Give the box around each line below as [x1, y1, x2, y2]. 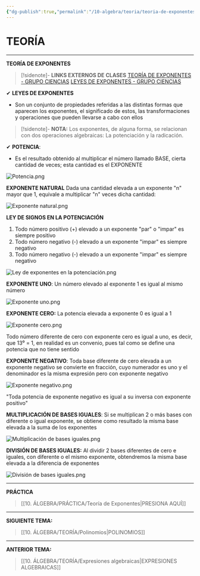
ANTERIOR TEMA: [6, 546, 52, 553]
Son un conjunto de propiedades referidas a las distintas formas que [14, 101, 183, 108]
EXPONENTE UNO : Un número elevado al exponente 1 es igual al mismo [6, 280, 183, 287]
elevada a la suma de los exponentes [6, 424, 97, 431]
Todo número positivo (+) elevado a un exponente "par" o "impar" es [14, 225, 185, 232]
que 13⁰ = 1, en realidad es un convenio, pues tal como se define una [6, 339, 175, 347]
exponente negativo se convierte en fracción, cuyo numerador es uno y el [6, 363, 187, 370]
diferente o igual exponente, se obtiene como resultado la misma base [6, 417, 179, 424]
